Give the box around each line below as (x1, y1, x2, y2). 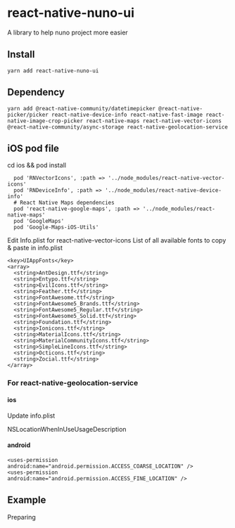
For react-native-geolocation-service (7, 378, 139, 388)
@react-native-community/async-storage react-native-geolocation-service (7, 123, 229, 131)
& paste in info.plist (7, 244, 63, 252)
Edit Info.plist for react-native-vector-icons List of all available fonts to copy (7, 236, 227, 245)
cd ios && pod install (7, 161, 67, 169)
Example (7, 494, 46, 506)
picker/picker (7, 111, 49, 118)
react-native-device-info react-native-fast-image (51, 111, 203, 118)
